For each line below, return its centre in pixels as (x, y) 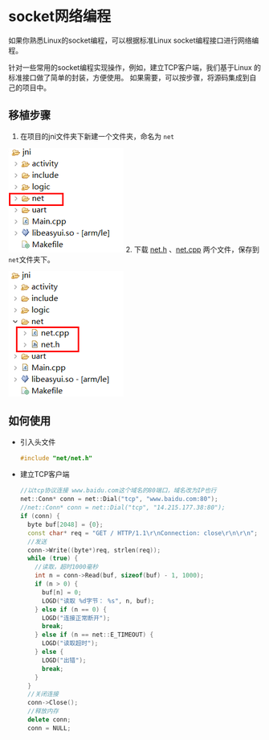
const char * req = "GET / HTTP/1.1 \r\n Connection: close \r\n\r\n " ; (143, 533)
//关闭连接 (43, 694)
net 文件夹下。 (31, 259)
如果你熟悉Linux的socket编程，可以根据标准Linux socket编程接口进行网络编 (134, 40)
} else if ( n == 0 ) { (71, 609)
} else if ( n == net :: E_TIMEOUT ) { (94, 635)
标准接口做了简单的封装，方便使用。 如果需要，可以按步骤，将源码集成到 (129, 77)
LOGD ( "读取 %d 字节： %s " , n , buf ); (98, 601)
